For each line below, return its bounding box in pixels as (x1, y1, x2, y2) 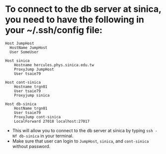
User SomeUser (9, 50, 39, 54)
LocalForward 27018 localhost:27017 (14, 119, 90, 124)
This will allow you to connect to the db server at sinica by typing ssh (12, 127, 153, 133)
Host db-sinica (5, 102, 37, 106)
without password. (12, 143, 51, 149)
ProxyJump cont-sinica (14, 114, 61, 119)
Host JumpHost (5, 41, 35, 46)
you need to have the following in (5, 14, 145, 25)
